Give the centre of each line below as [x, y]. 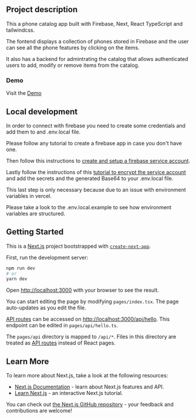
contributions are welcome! [39, 411]
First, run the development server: [47, 257]
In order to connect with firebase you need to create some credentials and [96, 125]
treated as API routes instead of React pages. [61, 343]
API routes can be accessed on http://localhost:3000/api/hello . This [88, 319]
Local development [42, 112]
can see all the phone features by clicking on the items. [73, 47]
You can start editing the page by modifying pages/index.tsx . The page [92, 302]
